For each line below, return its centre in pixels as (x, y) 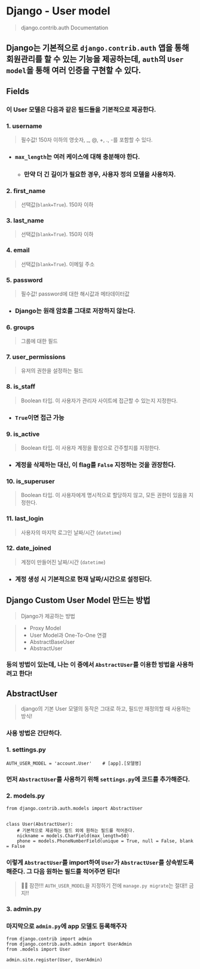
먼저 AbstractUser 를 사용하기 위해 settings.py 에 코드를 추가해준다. (98, 780)
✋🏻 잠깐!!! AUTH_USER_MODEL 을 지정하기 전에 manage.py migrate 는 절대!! (104, 886)
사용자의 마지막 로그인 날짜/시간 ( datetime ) (71, 532)
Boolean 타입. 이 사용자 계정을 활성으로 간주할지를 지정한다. (90, 448)
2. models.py (26, 796)
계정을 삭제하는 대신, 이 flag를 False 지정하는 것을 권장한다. (95, 465)
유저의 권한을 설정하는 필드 (52, 371)
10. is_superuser (30, 481)
